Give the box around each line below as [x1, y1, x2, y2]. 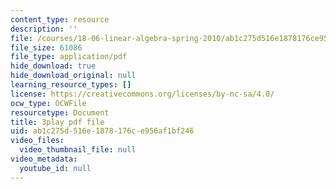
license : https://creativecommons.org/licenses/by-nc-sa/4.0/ [10, 89, 275, 99]
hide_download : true [10, 61, 97, 71]
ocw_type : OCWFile [10, 98, 87, 108]
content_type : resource [10, 14, 110, 25]
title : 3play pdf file [10, 117, 105, 127]
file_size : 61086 [10, 42, 83, 53]
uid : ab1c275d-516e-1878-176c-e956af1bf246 [10, 126, 195, 136]
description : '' [10, 24, 78, 34]
